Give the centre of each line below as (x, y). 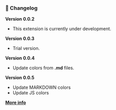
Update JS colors (31, 93)
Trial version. (26, 48)
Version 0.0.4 (20, 58)
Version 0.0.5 (20, 78)
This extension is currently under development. (62, 29)
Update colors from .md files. (43, 68)
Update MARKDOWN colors (42, 87)
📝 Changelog (22, 8)
